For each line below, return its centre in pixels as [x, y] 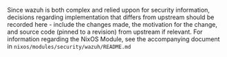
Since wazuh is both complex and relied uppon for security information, [108, 10]
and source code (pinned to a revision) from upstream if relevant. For [105, 32]
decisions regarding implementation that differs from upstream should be [111, 17]
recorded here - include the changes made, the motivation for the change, [112, 24]
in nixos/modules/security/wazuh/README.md [69, 46]
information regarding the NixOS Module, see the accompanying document [113, 39]
